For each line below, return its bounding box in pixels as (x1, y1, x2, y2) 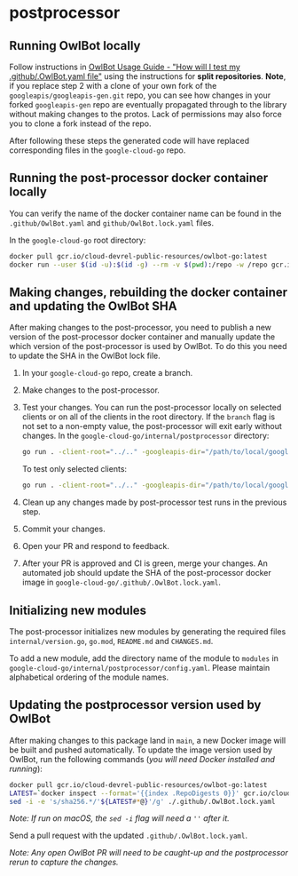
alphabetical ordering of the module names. (9, 672, 169, 682)
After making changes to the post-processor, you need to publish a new (9, 323, 272, 333)
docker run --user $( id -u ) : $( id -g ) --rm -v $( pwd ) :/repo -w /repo (9, 260, 268, 269)
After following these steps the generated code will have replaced (9, 136, 250, 146)
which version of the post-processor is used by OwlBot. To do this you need (9, 341, 287, 352)
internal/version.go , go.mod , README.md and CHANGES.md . (9, 635, 214, 646)
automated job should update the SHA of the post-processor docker (21, 568, 272, 578)
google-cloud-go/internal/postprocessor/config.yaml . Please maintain (9, 662, 271, 673)
